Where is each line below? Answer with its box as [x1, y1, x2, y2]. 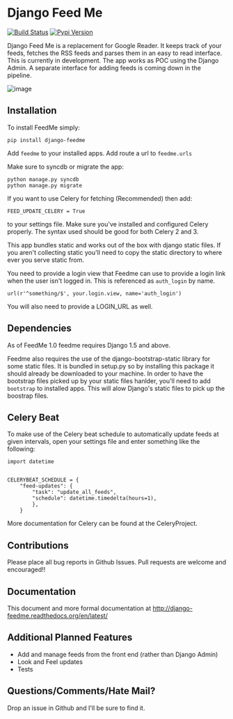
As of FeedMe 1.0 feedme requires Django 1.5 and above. [7, 341, 171, 349]
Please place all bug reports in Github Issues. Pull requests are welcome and [7, 558, 227, 566]
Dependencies [7, 323, 72, 334]
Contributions [7, 539, 69, 551]
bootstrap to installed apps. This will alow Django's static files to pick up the [7, 384, 225, 392]
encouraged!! [7, 566, 46, 574]
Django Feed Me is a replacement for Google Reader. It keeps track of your [7, 41, 222, 49]
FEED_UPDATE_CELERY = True [7, 208, 86, 215]
